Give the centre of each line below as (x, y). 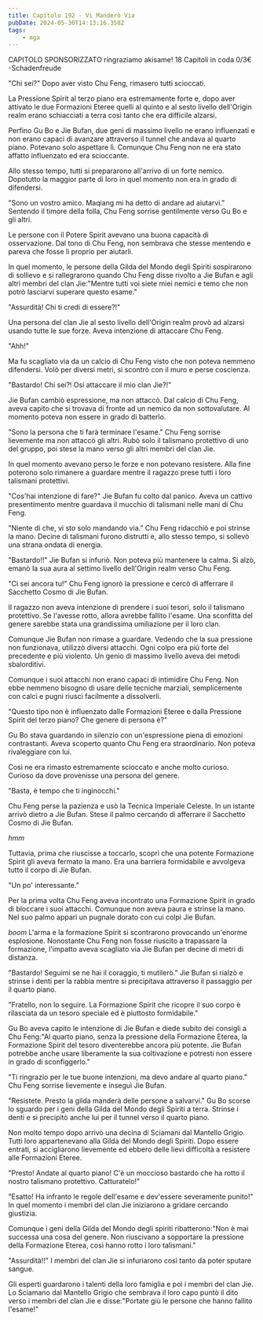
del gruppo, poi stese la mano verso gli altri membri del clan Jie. (112, 449)
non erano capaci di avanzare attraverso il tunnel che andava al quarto (122, 139)
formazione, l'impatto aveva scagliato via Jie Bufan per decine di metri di (126, 949)
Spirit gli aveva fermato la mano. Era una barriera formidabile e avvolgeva (127, 862)
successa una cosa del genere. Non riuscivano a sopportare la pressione (126, 1237)
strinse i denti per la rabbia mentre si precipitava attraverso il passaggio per (130, 982)
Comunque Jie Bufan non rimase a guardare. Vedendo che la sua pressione (130, 639)
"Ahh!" (19, 346)
